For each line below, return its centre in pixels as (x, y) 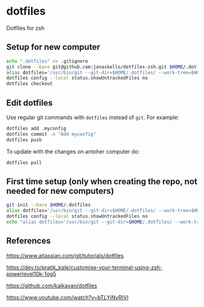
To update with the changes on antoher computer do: (73, 151)
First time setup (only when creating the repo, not (102, 181)
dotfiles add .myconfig (36, 128)
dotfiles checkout (29, 84)
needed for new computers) (60, 191)
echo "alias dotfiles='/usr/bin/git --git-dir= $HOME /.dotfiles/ (89, 222)
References (29, 241)
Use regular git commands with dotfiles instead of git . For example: (93, 117)
